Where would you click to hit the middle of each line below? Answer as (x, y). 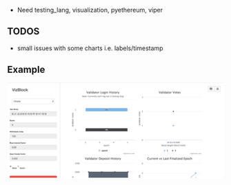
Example (26, 70)
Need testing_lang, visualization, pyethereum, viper (90, 10)
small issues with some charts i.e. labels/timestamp (90, 48)
